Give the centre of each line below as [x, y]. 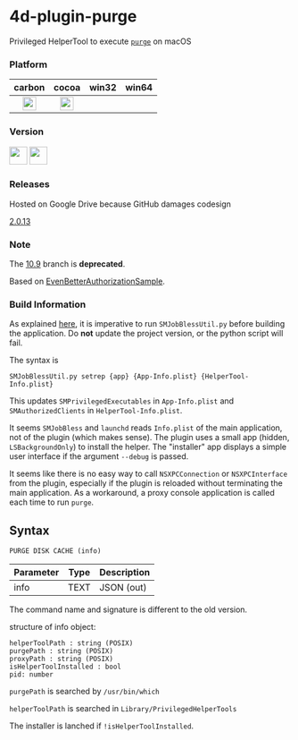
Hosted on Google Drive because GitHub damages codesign [120, 204]
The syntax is [34, 361]
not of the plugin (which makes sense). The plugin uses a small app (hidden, [149, 438]
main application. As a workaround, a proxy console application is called [142, 493]
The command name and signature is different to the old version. [128, 609]
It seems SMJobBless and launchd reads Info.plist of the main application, [146, 428]
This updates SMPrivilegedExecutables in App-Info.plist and [122, 401]
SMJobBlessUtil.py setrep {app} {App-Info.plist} [103, 377]
